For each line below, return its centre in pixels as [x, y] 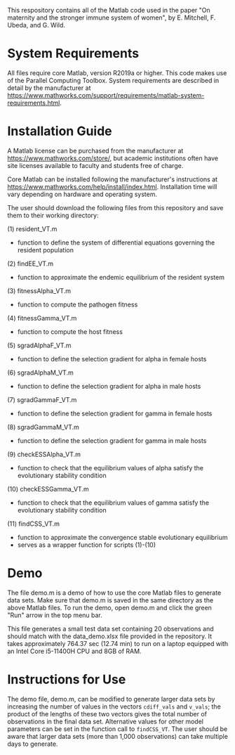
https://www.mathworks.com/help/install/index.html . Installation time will [112, 186]
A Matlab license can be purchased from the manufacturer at [95, 150]
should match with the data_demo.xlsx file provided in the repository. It [110, 636]
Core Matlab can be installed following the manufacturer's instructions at [113, 179]
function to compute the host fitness [70, 331]
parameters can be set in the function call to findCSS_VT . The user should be [117, 729]
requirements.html [34, 103]
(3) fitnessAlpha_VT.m [39, 290]
